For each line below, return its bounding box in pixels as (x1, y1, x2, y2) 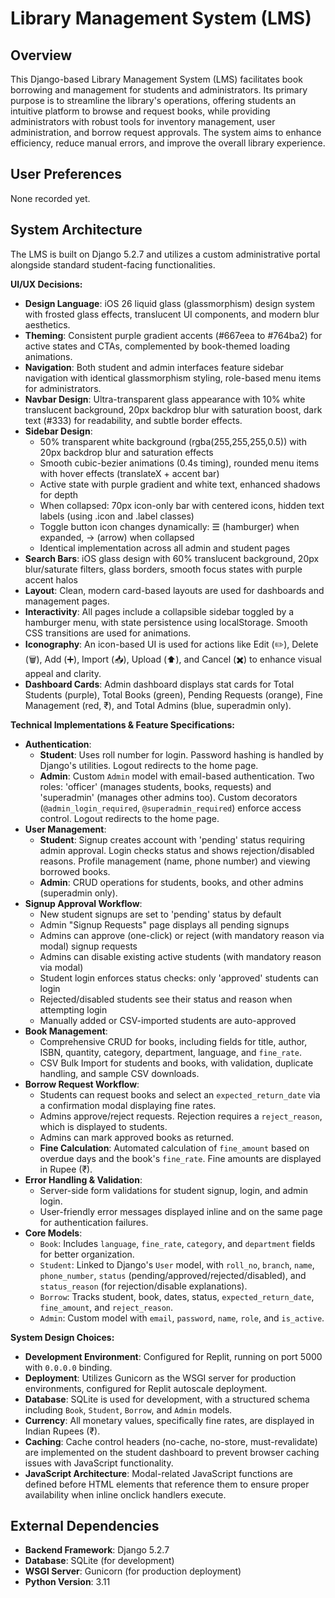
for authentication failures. (39, 1216, 149, 1228)
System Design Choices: (10, 1331, 115, 1343)
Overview (10, 47, 73, 64)
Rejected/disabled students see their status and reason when (39, 993, 293, 1005)
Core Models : (24, 1227, 83, 1239)
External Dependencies (10, 1518, 160, 1535)
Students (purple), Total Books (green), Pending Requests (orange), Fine (24, 688, 323, 701)
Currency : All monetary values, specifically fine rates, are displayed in (24, 1414, 315, 1426)
